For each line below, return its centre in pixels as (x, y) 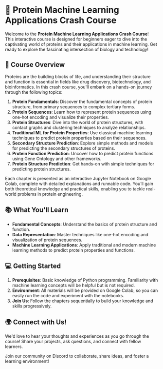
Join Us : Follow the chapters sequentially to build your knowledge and (82, 301)
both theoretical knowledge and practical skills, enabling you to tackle (75, 189)
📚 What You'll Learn (37, 210)
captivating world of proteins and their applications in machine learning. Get (81, 44)
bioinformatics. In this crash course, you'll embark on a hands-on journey (79, 87)
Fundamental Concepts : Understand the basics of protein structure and (84, 224)
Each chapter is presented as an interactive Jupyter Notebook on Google (78, 178)
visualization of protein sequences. (47, 240)
